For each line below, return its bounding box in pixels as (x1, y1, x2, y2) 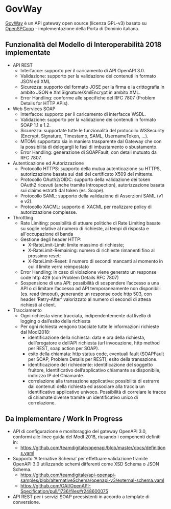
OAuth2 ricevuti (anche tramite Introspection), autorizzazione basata (20, 181, 165, 188)
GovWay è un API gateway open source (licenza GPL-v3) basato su (5, 20, 147, 26)
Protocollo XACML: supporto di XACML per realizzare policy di (20, 203, 152, 210)
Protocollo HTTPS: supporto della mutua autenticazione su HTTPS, (20, 165, 161, 172)
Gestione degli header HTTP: (20, 236, 82, 242)
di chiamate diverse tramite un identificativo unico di (28, 394, 138, 400)
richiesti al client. (20, 301, 56, 308)
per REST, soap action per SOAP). (28, 345, 100, 351)
